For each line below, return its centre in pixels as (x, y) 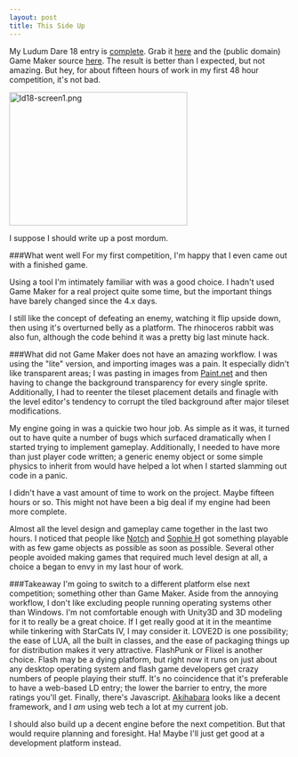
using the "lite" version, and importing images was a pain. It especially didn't (149, 363)
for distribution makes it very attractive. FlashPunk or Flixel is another (136, 649)
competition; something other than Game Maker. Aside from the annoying (144, 593)
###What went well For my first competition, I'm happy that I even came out (148, 255)
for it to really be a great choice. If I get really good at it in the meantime (141, 621)
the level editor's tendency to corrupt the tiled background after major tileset (149, 401)
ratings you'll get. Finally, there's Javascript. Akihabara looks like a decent (145, 697)
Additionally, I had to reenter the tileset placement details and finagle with (144, 391)
